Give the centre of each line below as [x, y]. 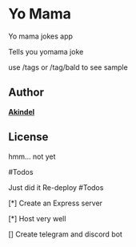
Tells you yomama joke [46, 51]
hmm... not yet [32, 156]
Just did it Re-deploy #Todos [56, 187]
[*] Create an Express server [55, 203]
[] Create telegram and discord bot [65, 234]
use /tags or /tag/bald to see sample [68, 67]
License [28, 137]
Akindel [22, 111]
